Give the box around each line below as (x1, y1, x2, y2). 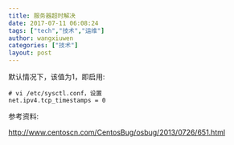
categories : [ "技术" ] (8, 42, 79, 50)
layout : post (8, 49, 52, 57)
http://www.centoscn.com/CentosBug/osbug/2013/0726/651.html (8, 127, 226, 137)
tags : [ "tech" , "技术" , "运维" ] (8, 26, 105, 34)
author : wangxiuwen (8, 34, 74, 42)
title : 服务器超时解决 (8, 11, 76, 20)
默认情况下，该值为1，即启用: (8, 72, 105, 81)
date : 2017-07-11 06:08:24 (8, 19, 99, 27)
